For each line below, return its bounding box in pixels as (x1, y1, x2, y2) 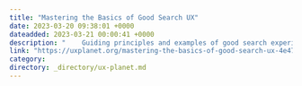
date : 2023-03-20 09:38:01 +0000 (9, 21, 135, 30)
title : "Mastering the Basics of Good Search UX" (9, 13, 200, 22)
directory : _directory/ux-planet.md (9, 64, 147, 73)
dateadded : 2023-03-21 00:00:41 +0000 (9, 30, 155, 39)
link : (9, 47, 30, 56)
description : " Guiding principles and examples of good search (9, 38, 268, 47)
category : (9, 55, 47, 64)
